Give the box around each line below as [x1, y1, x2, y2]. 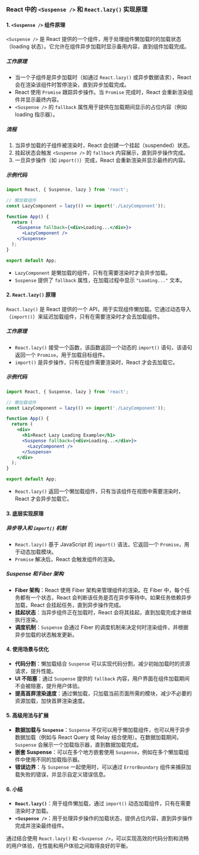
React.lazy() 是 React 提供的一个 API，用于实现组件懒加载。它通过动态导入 [6, 305, 191, 313]
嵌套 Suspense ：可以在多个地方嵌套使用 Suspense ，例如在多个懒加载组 [14, 748, 189, 756]
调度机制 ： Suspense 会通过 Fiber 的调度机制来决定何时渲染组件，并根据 [14, 623, 189, 631]
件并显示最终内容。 [14, 96, 62, 103]
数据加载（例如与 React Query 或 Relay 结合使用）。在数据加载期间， [14, 733, 182, 741]
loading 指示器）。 [14, 111, 58, 118]
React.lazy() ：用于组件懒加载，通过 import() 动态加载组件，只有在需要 [14, 800, 191, 807]
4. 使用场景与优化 [6, 646, 49, 653]
